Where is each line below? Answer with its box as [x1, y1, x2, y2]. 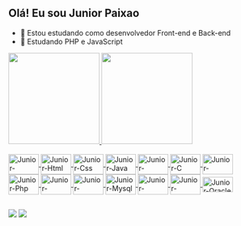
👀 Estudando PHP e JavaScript [19, 36, 123, 46]
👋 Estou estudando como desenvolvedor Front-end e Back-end [19, 28, 231, 37]
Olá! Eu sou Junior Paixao [8, 6, 140, 20]
